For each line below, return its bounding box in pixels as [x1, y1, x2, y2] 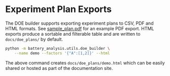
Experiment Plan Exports [5, 4, 112, 15]
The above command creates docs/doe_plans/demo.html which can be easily [5, 59, 165, 66]
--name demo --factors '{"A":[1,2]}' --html [14, 50, 110, 56]
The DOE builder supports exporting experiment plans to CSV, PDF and [5, 20, 154, 26]
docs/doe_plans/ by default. [5, 36, 63, 42]
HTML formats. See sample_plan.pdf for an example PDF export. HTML [5, 25, 154, 31]
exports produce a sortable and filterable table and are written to [5, 31, 141, 37]
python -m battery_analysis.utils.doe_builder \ [5, 46, 110, 51]
